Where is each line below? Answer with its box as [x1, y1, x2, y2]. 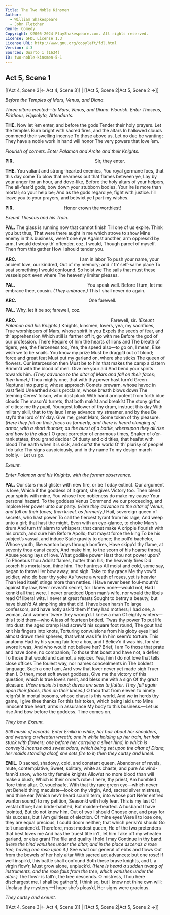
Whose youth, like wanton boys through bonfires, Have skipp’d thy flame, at [5, 541, 163, 548]
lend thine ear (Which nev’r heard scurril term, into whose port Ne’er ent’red [5, 792, 164, 799]
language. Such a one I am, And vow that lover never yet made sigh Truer [5, 666, 159, 672]
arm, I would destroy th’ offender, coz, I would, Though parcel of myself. [5, 241, 156, 247]
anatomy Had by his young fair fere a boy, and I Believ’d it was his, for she [5, 639, 160, 645]
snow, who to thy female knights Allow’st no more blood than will [19, 771, 155, 777]
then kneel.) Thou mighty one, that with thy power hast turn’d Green [5, 377, 147, 383]
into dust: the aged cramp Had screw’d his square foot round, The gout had [5, 622, 163, 628]
